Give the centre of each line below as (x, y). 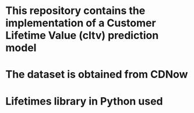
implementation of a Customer (81, 23)
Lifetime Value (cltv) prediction (82, 36)
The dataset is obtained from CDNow (97, 75)
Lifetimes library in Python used (84, 101)
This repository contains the (75, 11)
